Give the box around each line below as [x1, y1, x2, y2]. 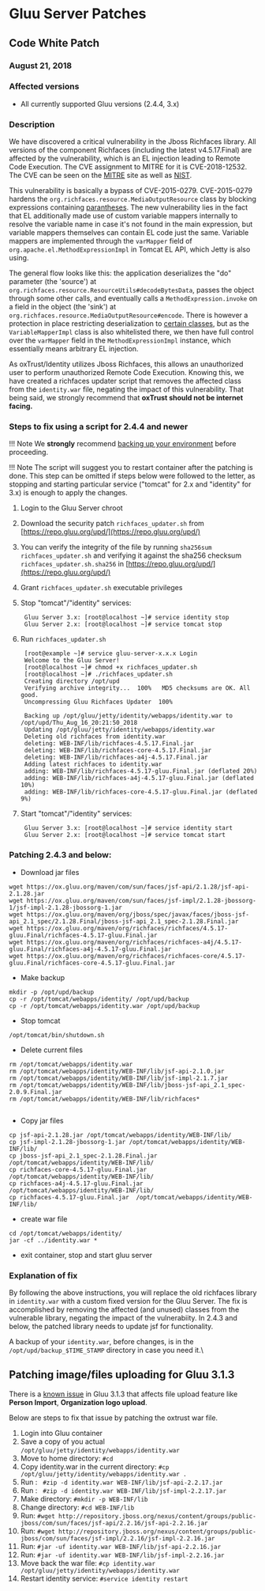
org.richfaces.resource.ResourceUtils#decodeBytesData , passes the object [9, 286, 255, 295]
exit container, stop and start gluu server [20, 1250, 153, 1260]
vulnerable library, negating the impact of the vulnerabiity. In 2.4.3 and [9, 1313, 237, 1322]
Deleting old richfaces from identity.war [24, 733, 166, 741]
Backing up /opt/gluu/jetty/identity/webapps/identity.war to [24, 712, 233, 720]
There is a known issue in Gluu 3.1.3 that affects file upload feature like [9, 1389, 238, 1399]
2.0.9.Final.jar [9, 1088, 62, 1096]
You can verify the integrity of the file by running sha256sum [20, 543, 212, 552]
